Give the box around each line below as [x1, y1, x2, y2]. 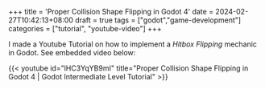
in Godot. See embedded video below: [8, 48, 136, 57]
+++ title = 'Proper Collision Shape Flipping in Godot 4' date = [8, 7, 214, 16]
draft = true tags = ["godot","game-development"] [75, 15, 242, 25]
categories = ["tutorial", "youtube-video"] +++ [8, 24, 163, 33]
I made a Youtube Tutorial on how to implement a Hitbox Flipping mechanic [8, 39, 258, 49]
